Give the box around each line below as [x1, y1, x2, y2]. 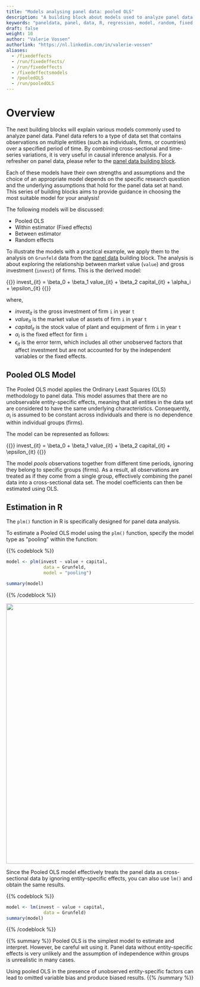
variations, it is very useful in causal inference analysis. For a [22, 151, 171, 158]
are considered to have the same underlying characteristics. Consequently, [6, 405, 190, 412]
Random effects [14, 236, 54, 243]
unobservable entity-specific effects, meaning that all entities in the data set [6, 398, 193, 405]
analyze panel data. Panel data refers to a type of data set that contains [6, 132, 182, 139]
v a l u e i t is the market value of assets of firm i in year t [14, 315, 147, 324]
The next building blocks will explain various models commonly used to [6, 126, 181, 133]
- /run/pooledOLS [11, 81, 55, 87]
